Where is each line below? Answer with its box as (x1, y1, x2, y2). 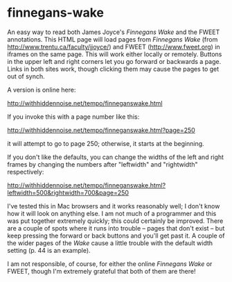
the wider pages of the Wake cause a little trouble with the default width (7, 238, 213, 247)
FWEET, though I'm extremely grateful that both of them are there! (7, 267, 196, 275)
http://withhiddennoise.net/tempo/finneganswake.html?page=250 (7, 126, 195, 134)
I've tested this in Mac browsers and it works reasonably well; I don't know (7, 201, 220, 210)
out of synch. (7, 72, 45, 81)
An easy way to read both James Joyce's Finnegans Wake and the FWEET (7, 28, 220, 36)
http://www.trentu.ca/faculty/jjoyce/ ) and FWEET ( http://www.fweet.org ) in (7, 42, 220, 51)
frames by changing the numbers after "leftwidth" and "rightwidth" (7, 160, 198, 168)
